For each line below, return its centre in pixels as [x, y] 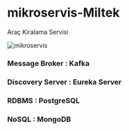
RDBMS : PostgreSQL [44, 101]
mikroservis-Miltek [63, 13]
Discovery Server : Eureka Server [64, 82]
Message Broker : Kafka [49, 63]
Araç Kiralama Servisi [38, 32]
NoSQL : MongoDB [39, 119]
